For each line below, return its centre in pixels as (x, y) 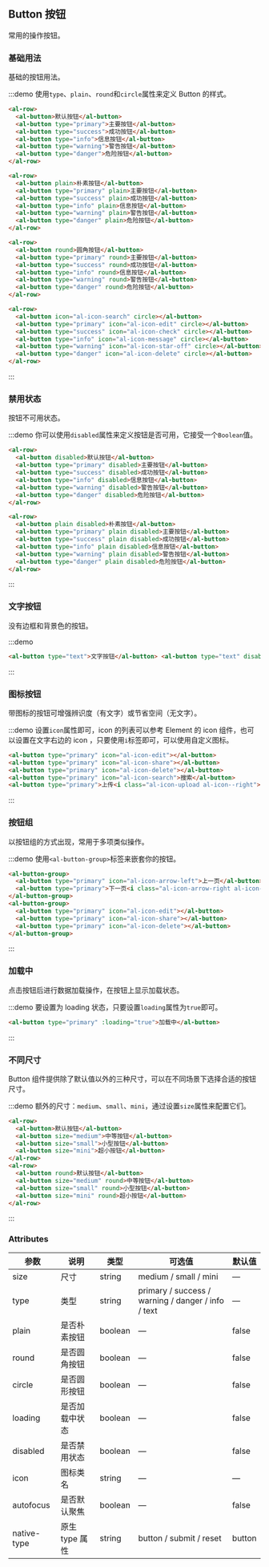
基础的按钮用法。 (36, 77)
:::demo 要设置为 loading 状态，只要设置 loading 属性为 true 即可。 (115, 1007)
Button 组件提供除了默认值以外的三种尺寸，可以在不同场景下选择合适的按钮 (132, 1079)
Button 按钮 (37, 14)
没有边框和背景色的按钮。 (50, 626)
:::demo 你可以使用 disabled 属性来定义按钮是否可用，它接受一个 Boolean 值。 (133, 435)
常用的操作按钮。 (36, 35)
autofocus (31, 1504)
